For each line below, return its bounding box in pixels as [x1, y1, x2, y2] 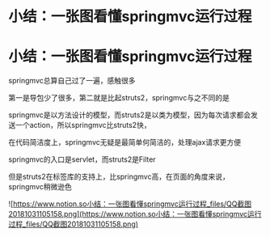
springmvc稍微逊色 [8, 182, 73, 192]
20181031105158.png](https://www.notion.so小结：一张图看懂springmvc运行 [8, 209, 262, 219]
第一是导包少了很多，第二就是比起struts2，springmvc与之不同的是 [8, 93, 230, 103]
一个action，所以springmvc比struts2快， [15, 121, 151, 130]
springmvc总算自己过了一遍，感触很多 [8, 76, 136, 86]
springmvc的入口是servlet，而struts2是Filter [8, 154, 156, 164]
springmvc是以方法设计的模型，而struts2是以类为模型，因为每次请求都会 [8, 110, 251, 120]
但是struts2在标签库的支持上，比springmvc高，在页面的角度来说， [8, 171, 230, 182]
